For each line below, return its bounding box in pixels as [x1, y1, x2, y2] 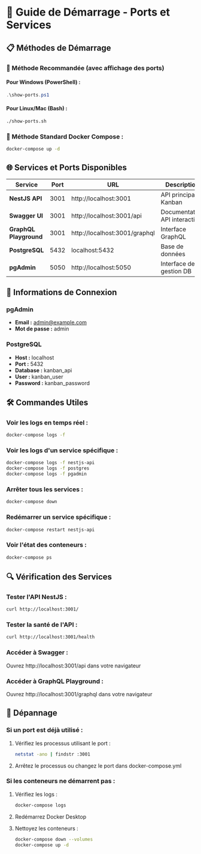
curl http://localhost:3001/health [6, 634, 95, 640]
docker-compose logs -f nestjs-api [6, 460, 95, 466]
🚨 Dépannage [6, 708, 58, 718]
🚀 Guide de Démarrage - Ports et [6, 5, 170, 19]
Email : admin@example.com [14, 319, 87, 326]
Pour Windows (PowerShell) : [6, 79, 81, 86]
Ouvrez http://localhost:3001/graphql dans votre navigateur [6, 690, 153, 697]
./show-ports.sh [6, 118, 47, 124]
